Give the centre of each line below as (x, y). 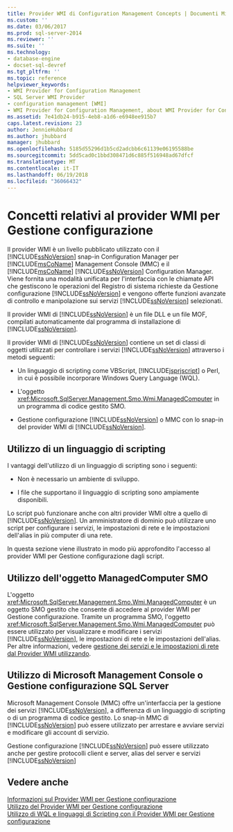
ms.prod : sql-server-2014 (44, 33)
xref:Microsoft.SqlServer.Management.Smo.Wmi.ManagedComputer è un (112, 602)
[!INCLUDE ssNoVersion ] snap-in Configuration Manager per (93, 257)
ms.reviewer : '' (31, 40)
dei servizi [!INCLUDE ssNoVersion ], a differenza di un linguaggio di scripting (116, 710)
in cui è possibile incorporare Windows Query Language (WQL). (108, 378)
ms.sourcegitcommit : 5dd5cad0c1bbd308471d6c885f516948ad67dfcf (101, 156)
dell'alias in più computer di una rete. (60, 535)
